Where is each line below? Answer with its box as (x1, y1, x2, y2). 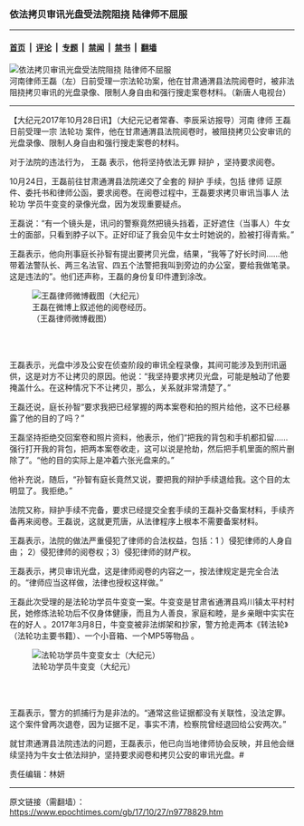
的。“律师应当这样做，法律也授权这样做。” (9, 577, 164, 588)
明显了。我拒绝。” (9, 485, 73, 496)
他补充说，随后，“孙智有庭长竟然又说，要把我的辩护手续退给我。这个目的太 (9, 473, 291, 484)
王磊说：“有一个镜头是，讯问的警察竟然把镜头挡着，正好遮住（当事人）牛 (9, 218, 283, 228)
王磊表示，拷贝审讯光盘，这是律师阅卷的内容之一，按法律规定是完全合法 (9, 565, 279, 577)
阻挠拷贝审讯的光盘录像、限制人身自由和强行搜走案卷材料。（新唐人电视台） (9, 86, 291, 97)
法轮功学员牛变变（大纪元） (32, 660, 136, 672)
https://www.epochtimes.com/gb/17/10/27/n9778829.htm (9, 806, 223, 817)
